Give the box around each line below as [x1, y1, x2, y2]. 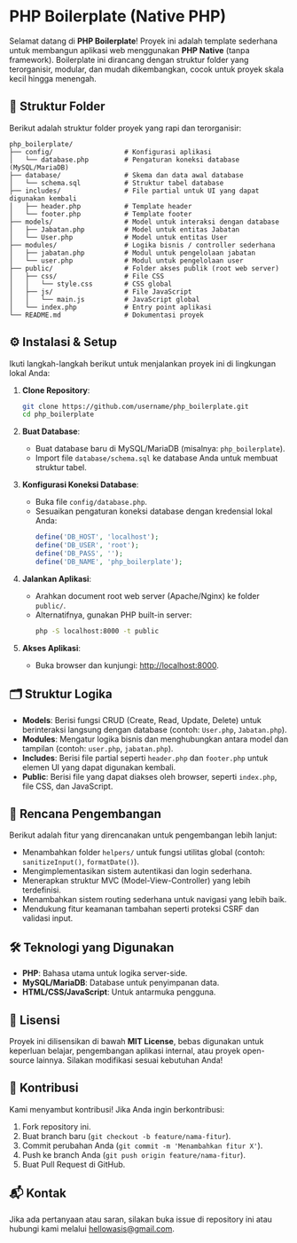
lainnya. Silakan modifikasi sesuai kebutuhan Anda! [36, 1054, 223, 1066]
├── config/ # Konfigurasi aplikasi [9, 147, 213, 156]
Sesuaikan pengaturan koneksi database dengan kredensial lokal [35, 506, 273, 516]
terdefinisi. [21, 885, 62, 895]
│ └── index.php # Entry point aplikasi [9, 303, 213, 311]
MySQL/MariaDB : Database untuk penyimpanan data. [21, 978, 220, 988]
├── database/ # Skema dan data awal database [9, 170, 244, 179]
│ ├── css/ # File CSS [9, 271, 165, 280]
